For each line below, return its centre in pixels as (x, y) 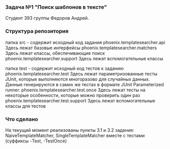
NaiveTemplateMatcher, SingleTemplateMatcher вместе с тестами (75, 135)
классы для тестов (26, 106)
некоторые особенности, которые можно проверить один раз (73, 95)
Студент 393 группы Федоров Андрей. (47, 18)
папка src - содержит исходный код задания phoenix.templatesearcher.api (85, 42)
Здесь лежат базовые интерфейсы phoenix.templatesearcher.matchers (81, 48)
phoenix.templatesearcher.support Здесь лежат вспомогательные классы (84, 58)
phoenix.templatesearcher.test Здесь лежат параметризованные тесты (81, 73)
